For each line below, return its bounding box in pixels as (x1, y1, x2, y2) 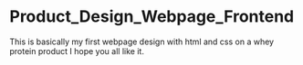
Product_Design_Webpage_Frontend (9, 6, 295, 27)
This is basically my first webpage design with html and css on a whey (9, 36, 275, 47)
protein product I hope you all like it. (9, 45, 144, 56)
